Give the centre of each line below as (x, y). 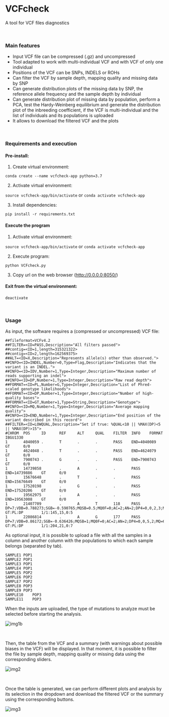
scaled (12, 389)
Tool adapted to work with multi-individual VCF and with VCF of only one (88, 62)
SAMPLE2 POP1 (19, 560)
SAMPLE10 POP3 (23, 595)
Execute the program (28, 225)
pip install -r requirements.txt (40, 214)
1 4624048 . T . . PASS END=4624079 (81, 451)
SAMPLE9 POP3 (19, 590)
